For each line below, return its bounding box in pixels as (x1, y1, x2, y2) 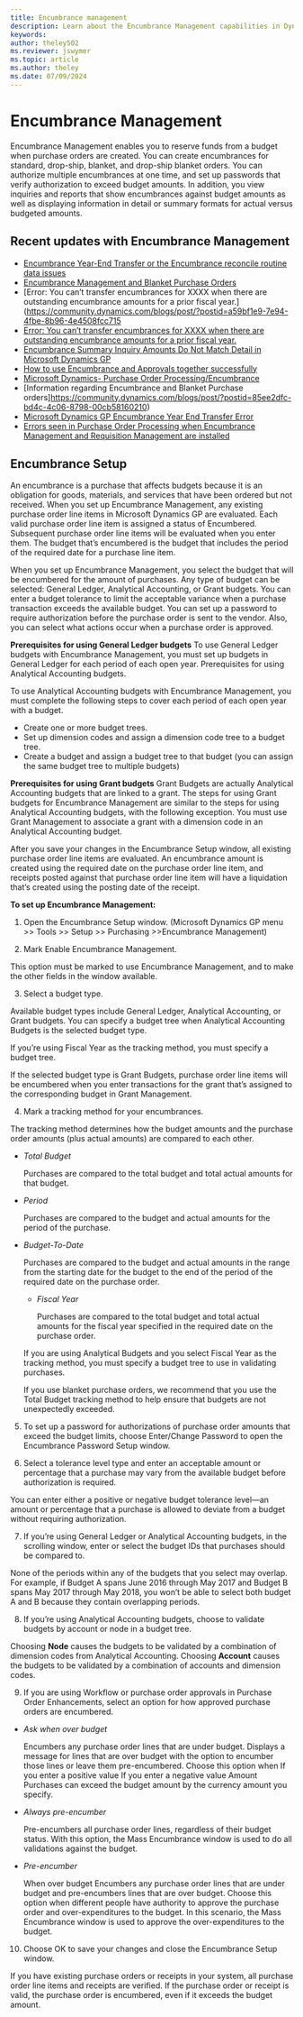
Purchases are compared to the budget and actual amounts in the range (22, 1257, 290, 1268)
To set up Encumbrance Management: (10, 899, 156, 911)
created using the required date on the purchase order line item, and (10, 863, 263, 874)
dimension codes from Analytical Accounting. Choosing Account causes (10, 1651, 281, 1662)
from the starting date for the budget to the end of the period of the (22, 1267, 273, 1278)
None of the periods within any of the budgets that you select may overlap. (10, 1568, 289, 1579)
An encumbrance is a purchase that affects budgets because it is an (10, 480, 263, 491)
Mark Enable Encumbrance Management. (22, 944, 178, 955)
